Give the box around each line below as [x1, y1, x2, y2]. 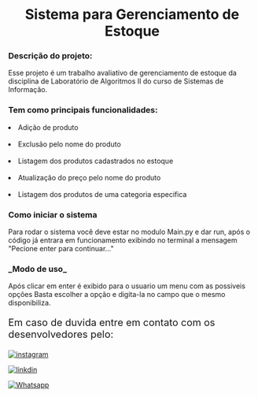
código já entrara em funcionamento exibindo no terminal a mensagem [8, 236, 238, 245]
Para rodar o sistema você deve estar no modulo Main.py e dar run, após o [8, 227, 250, 237]
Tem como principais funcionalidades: [8, 105, 158, 116]
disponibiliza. [8, 298, 51, 308]
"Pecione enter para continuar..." [8, 244, 114, 254]
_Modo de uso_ [8, 264, 67, 274]
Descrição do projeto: [8, 50, 93, 61]
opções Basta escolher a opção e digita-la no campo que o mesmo [8, 290, 226, 299]
